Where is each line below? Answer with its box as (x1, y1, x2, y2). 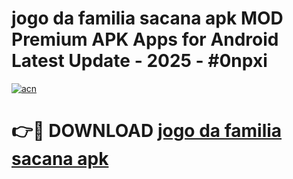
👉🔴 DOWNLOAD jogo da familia (11, 120, 283, 142)
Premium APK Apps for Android (11, 28, 279, 51)
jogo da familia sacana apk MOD (11, 7, 284, 30)
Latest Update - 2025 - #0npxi (11, 50, 268, 72)
